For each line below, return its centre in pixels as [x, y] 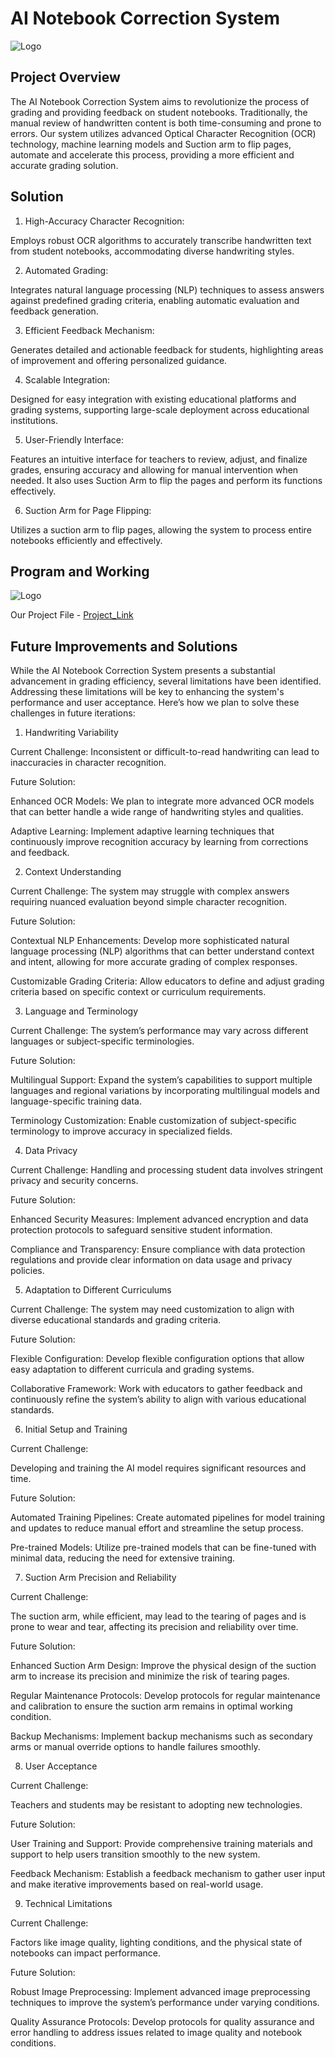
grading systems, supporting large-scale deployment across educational [160, 409]
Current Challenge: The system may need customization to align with [152, 1309]
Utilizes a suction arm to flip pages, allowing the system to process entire [161, 529]
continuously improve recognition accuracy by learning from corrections [159, 842]
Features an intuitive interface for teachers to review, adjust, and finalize [159, 459]
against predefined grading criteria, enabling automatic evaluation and [155, 300]
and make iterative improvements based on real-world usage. [137, 1884]
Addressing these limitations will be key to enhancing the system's [147, 692]
